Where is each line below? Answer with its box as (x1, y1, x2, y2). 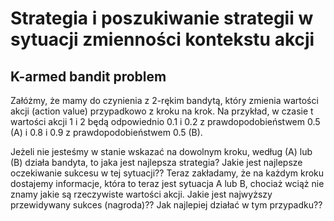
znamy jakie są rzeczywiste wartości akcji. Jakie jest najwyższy (10, 188, 273, 200)
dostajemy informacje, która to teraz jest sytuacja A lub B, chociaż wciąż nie (10, 178, 325, 189)
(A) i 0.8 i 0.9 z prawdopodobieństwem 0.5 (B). (10, 127, 203, 138)
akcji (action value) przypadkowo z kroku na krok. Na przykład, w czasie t (10, 105, 314, 117)
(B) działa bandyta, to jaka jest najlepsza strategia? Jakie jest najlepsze (10, 157, 303, 168)
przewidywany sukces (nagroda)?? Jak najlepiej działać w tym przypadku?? (10, 199, 323, 211)
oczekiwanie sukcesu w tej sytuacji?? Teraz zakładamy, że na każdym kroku (10, 167, 325, 179)
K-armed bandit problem (10, 68, 167, 85)
